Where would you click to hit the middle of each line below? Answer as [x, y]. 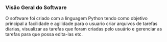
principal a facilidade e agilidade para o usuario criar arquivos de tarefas [81, 23]
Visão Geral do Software [36, 7]
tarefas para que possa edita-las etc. [44, 34]
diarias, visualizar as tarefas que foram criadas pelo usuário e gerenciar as [84, 29]
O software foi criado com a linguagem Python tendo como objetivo [77, 18]
